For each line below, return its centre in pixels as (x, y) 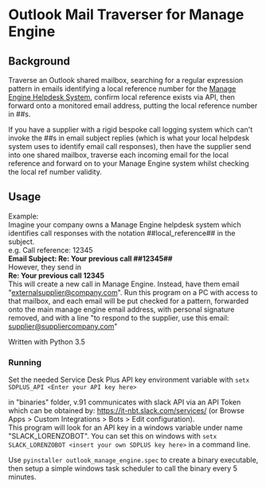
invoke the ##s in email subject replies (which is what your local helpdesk (129, 138)
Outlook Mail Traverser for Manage (126, 15)
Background (39, 61)
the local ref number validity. (55, 172)
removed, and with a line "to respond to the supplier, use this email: (119, 317)
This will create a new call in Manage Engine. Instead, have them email (124, 284)
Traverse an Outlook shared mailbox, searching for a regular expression (126, 80)
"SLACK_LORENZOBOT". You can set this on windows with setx (113, 436)
